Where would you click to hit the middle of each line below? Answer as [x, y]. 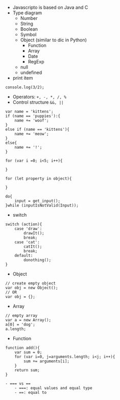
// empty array [21, 316]
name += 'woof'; [32, 121]
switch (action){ [24, 224]
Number [29, 18]
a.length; [16, 329]
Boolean [29, 29]
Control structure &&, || [38, 102]
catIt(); [33, 247]
